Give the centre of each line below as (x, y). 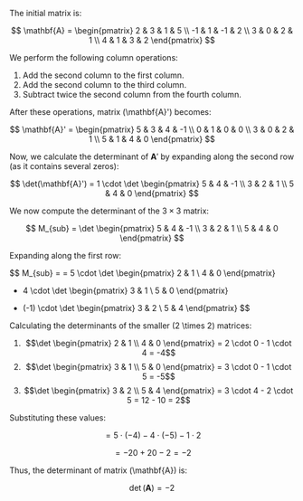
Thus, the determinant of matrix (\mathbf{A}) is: (99, 470)
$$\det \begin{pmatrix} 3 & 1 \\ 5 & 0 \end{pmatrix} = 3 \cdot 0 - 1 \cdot (159, 367)
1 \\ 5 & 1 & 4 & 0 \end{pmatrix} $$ (152, 139)
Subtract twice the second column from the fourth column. (132, 95)
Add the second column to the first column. (103, 75)
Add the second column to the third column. (104, 85)
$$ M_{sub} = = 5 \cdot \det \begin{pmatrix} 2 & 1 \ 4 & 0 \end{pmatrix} (142, 273)
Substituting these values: (58, 418)
